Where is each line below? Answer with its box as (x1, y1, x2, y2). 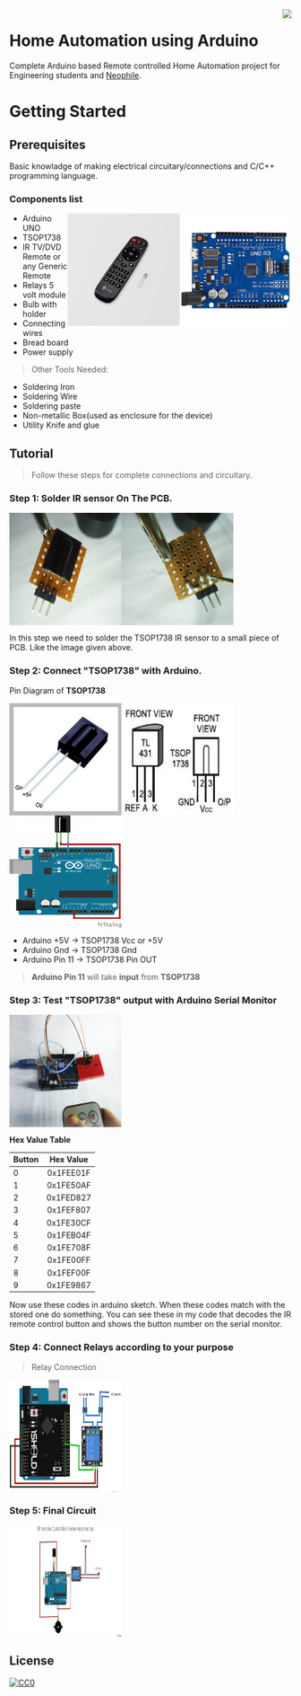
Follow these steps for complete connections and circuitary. (30, 470, 253, 481)
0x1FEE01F (47, 1167, 91, 1178)
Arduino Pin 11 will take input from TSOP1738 (30, 971, 201, 982)
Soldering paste (21, 401, 82, 411)
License (9, 1653, 55, 1669)
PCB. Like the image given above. (9, 642, 133, 653)
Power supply (21, 347, 73, 358)
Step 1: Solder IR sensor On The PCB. (9, 491, 173, 504)
